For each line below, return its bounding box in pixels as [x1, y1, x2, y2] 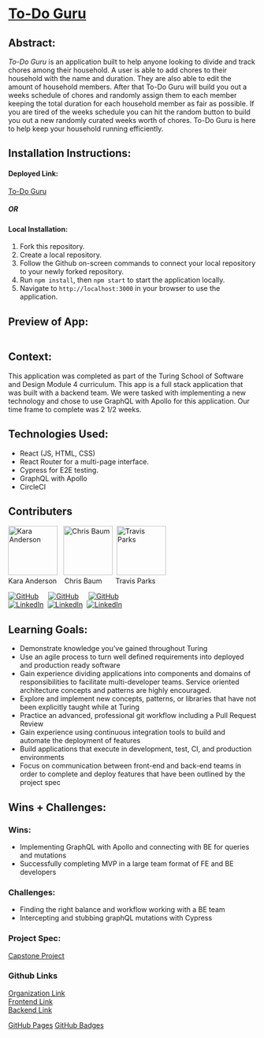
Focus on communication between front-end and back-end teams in [19, 761, 242, 771]
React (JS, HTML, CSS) [19, 448, 96, 458]
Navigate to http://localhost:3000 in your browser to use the [19, 284, 221, 293]
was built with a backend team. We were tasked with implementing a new [8, 388, 247, 397]
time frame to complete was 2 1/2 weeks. [8, 404, 142, 414]
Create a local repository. [19, 250, 102, 260]
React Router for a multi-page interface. [19, 456, 150, 466]
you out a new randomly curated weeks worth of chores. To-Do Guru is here [8, 116, 256, 125]
